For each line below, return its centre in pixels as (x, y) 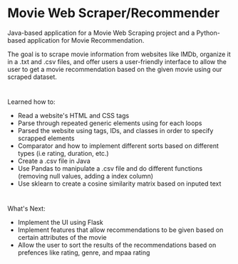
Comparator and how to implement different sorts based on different (118, 146)
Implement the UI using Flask (60, 223)
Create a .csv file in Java (54, 161)
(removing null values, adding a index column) (86, 176)
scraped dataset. (32, 77)
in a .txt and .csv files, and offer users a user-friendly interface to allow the (117, 61)
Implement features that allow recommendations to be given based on (120, 230)
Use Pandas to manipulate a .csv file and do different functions (110, 169)
